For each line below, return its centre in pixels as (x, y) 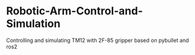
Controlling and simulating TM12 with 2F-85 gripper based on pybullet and (97, 40)
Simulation (33, 24)
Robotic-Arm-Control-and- (75, 11)
